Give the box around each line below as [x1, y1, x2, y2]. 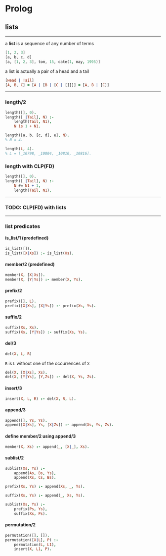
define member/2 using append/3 [5, 433, 76, 439]
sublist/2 [5, 455, 24, 461]
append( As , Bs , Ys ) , [14, 470, 56, 476]
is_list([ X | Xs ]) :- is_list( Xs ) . [5, 251, 74, 256]
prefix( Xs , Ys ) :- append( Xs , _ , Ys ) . [5, 484, 85, 489]
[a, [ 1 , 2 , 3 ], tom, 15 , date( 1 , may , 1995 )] [5, 59, 100, 64]
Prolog [5, 3, 33, 14]
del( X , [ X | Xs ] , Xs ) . [5, 370, 48, 375]
